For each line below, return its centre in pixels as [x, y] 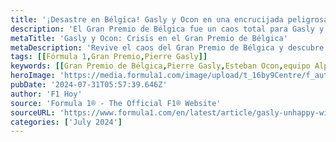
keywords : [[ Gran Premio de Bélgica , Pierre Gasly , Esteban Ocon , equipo [160, 66]
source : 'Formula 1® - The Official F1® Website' [116, 103]
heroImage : [33, 76]
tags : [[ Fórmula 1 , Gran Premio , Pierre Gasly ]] [109, 57]
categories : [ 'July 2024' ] [66, 122]
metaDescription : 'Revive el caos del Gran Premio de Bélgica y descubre [167, 47]
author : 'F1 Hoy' [46, 94]
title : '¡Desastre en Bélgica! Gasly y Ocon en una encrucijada [147, 19]
